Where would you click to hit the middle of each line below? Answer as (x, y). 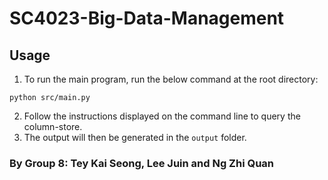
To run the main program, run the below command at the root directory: (171, 79)
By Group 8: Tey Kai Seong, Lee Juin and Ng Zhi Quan (142, 163)
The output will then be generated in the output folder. (135, 137)
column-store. (53, 126)
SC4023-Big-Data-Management (147, 18)
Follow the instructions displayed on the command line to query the (162, 116)
